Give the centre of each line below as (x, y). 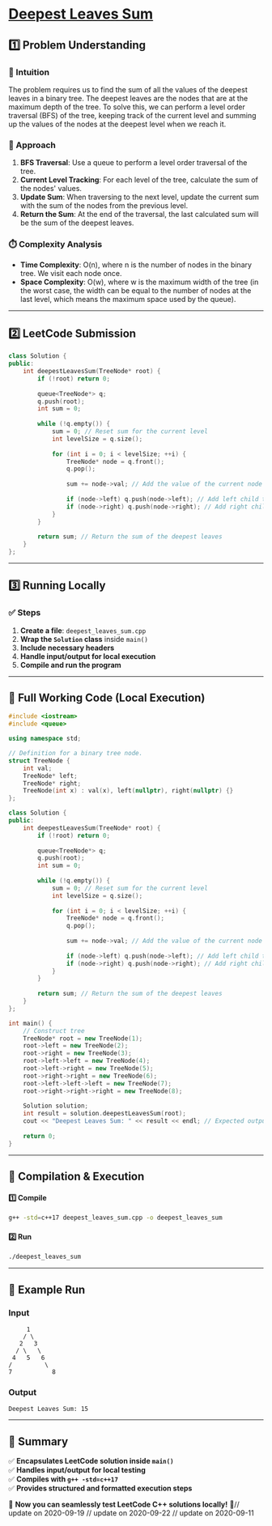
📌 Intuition (29, 72)
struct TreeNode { (39, 761)
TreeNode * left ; (51, 776)
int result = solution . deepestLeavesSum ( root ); (104, 1114)
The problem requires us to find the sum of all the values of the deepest (128, 89)
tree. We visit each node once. (71, 274)
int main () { (30, 1023)
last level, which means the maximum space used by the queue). (128, 300)
